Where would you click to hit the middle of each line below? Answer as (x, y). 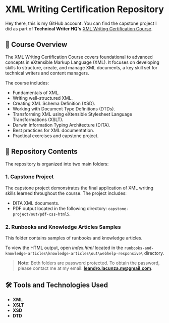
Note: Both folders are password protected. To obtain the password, (89, 263)
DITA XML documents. (36, 203)
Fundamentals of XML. (36, 93)
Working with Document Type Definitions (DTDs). (64, 109)
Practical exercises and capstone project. (55, 136)
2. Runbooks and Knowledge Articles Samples (63, 227)
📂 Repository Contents (42, 152)
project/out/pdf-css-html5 (41, 214)
